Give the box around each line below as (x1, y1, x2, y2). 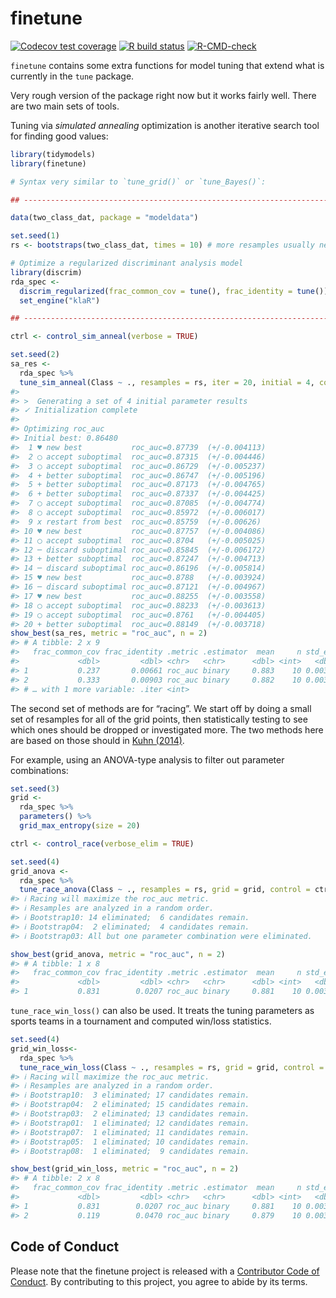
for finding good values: (10, 130, 109, 142)
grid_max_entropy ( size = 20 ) (19, 821, 141, 831)
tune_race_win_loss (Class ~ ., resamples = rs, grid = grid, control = (19, 1062, 325, 1072)
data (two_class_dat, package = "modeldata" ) (10, 213, 199, 223)
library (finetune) (10, 158, 87, 169)
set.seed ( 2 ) (10, 350, 60, 360)
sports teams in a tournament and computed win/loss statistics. (10, 1015, 272, 1027)
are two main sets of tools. (10, 100, 120, 112)
